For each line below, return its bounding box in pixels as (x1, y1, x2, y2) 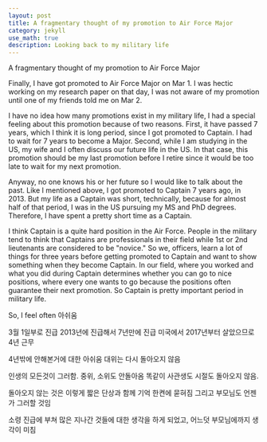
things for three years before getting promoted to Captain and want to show (8, 252, 257, 261)
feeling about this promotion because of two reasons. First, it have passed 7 (8, 119, 258, 129)
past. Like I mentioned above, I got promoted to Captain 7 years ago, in (8, 186, 241, 195)
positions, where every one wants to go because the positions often (8, 277, 231, 287)
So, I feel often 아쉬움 (8, 311, 78, 320)
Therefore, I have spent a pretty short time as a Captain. (8, 211, 193, 221)
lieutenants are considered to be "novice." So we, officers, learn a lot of (8, 244, 243, 253)
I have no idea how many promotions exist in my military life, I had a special (8, 111, 256, 120)
